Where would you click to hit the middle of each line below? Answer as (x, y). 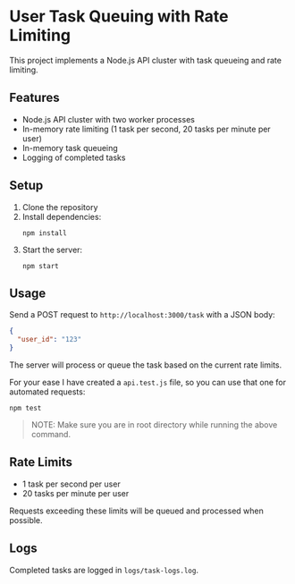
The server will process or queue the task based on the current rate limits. (146, 365)
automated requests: (47, 392)
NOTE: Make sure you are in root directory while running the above (154, 425)
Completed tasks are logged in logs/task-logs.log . (104, 570)
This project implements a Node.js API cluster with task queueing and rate (145, 60)
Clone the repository (60, 207)
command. (51, 434)
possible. (26, 520)
